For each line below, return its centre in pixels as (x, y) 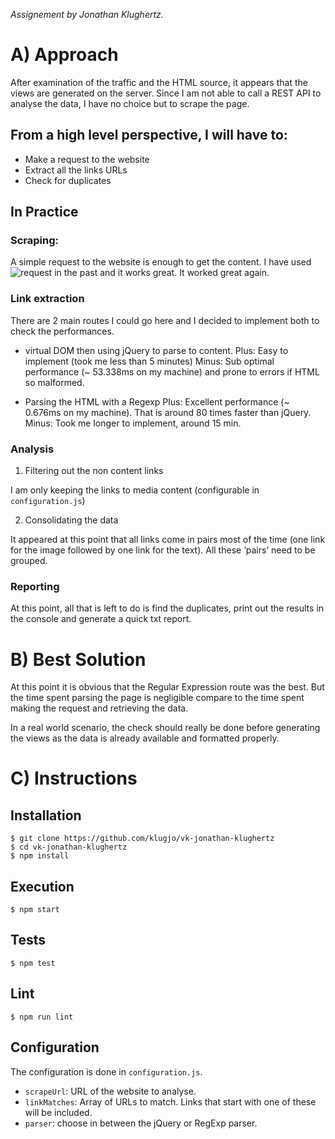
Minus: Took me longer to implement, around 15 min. (133, 423)
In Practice (44, 212)
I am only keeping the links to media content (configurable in (135, 490)
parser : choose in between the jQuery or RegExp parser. (141, 1123)
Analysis (32, 449)
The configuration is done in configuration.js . (106, 1071)
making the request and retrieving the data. (99, 708)
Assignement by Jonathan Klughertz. (87, 14)
